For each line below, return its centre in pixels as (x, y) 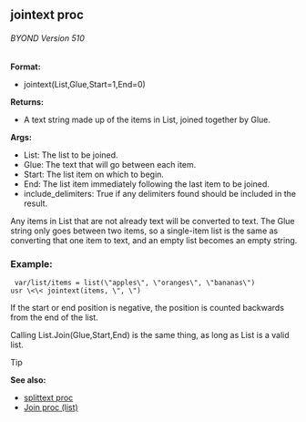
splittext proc (48, 397)
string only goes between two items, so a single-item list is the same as (144, 231)
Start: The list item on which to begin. (94, 174)
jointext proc (47, 15)
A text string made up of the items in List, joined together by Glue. (147, 119)
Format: (25, 67)
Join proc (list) (51, 407)
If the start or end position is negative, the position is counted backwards (148, 307)
